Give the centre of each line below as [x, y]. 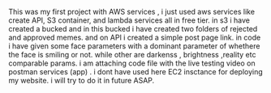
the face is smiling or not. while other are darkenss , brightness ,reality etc [132, 55]
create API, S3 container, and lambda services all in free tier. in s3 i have [129, 20]
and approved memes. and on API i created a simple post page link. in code [135, 37]
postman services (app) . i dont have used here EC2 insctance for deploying [136, 72]
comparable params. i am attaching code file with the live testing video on [132, 63]
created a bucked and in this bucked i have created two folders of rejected [133, 29]
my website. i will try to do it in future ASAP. [82, 80]
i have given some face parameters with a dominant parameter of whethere [134, 46]
